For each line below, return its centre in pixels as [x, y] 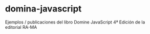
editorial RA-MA [21, 27]
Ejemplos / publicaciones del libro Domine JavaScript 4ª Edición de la [75, 22]
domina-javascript [43, 9]
